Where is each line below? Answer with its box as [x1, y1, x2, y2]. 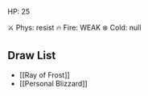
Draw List [7, 49, 56, 62]
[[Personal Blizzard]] [18, 78, 88, 88]
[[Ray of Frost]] [18, 70, 70, 79]
